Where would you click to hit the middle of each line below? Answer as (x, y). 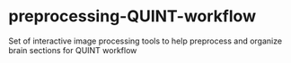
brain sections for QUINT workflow (73, 50)
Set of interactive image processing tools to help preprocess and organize (145, 41)
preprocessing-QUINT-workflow (132, 16)
